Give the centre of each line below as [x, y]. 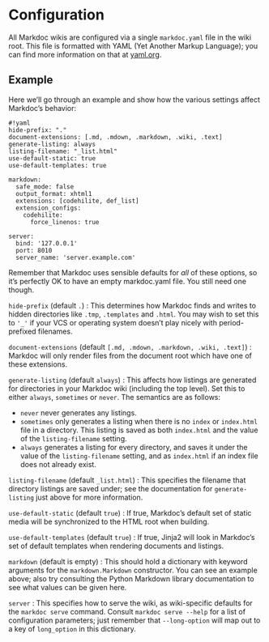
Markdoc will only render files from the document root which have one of [130, 355]
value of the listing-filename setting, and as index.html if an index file [139, 456]
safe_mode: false [45, 187]
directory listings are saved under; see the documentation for [111, 488]
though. [21, 290]
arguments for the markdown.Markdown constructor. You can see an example [133, 570]
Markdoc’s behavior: [43, 108]
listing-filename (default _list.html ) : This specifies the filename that [127, 480]
